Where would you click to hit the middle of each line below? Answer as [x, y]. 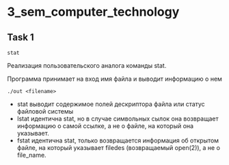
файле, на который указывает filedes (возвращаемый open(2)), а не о [119, 148]
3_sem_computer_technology [93, 12]
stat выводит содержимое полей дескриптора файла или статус [111, 104]
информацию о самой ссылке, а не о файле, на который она [105, 126]
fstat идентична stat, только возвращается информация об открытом [118, 140]
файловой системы [45, 111]
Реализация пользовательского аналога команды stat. [87, 65]
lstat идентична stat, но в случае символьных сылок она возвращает [118, 118]
